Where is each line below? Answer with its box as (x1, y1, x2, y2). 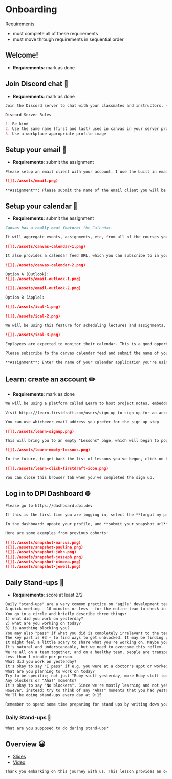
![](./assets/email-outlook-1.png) (5, 276, 81, 282)
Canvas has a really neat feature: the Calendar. (5, 225, 114, 231)
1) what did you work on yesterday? (5, 616, 83, 621)
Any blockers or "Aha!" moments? (5, 678, 77, 683)
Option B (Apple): (5, 295, 45, 300)
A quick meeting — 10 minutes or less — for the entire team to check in (5, 606, 166, 612)
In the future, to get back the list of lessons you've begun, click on (5, 456, 164, 462)
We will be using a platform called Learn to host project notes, (5, 401, 150, 406)
